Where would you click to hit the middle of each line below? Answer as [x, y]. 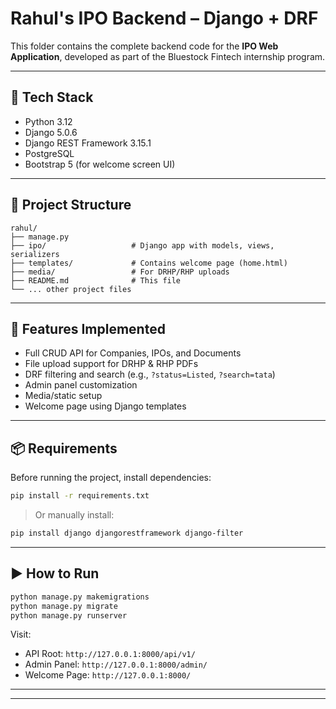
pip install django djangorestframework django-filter [127, 533]
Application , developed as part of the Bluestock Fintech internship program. [168, 56]
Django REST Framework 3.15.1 [88, 143]
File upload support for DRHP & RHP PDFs [111, 364]
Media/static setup [63, 396]
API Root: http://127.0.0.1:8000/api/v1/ [110, 654]
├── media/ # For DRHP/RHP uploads [120, 272]
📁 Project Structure [71, 205]
